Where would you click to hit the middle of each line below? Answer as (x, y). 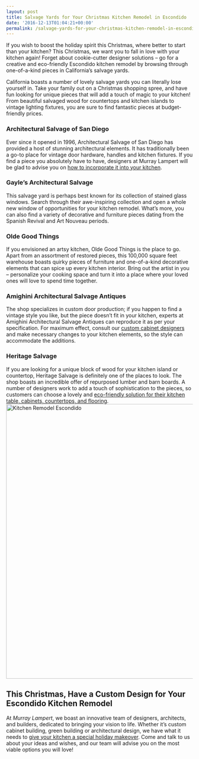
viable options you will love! (40, 749)
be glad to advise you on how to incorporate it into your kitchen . (84, 167)
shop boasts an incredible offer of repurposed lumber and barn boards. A (96, 382)
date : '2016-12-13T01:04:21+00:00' (50, 23)
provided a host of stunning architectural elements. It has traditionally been (98, 148)
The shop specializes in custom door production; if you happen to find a (94, 309)
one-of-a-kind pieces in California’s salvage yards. (68, 70)
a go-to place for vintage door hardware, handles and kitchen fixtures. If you (99, 155)
